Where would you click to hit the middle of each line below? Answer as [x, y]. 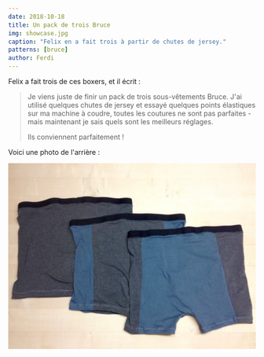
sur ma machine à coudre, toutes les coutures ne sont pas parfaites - [139, 113]
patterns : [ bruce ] [38, 50]
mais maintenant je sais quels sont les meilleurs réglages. [120, 121]
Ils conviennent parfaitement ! [75, 137]
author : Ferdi [31, 58]
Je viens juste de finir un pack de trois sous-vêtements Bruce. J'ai [134, 97]
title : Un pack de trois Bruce [59, 25]
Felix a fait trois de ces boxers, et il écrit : [75, 81]
